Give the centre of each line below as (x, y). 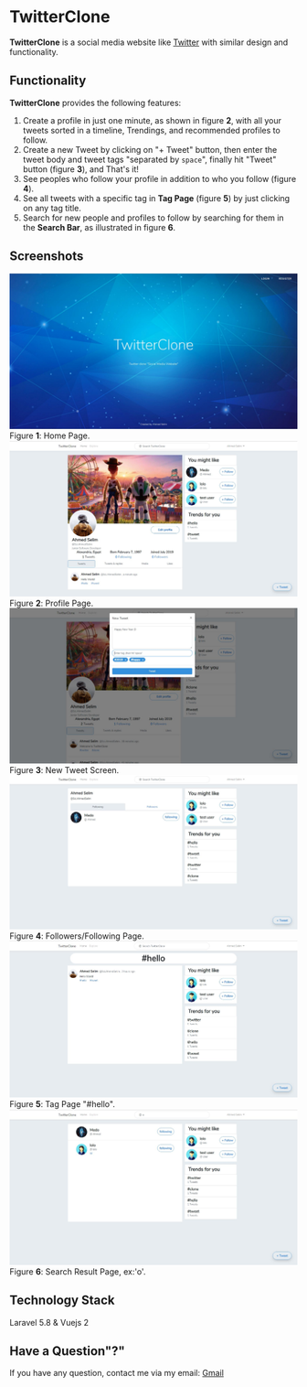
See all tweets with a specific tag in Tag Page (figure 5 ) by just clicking (156, 198)
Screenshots (47, 257)
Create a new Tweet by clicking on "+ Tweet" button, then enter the (150, 149)
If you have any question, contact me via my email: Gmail (116, 1373)
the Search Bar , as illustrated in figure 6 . (99, 227)
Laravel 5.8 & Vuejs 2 (49, 1322)
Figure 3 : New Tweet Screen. (64, 770)
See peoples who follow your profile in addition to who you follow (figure (159, 178)
